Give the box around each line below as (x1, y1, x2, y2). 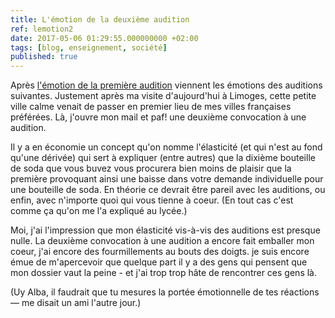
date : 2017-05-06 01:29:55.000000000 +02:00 (10, 33, 199, 43)
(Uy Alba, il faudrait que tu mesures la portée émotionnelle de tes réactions (10, 286, 320, 298)
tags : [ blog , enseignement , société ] (10, 42, 168, 53)
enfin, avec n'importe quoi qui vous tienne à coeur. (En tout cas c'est (10, 194, 294, 206)
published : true (10, 52, 78, 62)
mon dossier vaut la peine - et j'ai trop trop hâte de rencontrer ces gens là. (10, 267, 317, 279)
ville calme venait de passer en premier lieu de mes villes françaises (10, 101, 292, 113)
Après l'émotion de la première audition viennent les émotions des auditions (10, 79, 323, 91)
